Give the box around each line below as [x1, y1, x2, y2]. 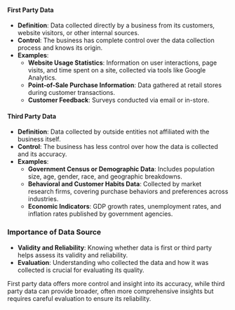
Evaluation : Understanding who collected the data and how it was [17, 258, 209, 266]
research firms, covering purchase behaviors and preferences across [27, 187, 229, 196]
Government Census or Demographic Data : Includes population [27, 165, 215, 174]
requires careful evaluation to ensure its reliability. [7, 294, 152, 302]
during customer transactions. [27, 89, 116, 97]
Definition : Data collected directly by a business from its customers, [17, 21, 215, 30]
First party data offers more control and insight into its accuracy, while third [7, 279, 225, 288]
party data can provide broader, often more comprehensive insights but [7, 287, 214, 295]
